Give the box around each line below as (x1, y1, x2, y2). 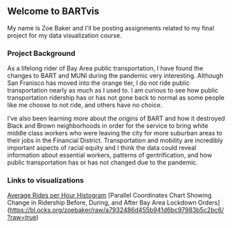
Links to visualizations (7, 175, 84, 185)
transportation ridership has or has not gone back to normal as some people (7, 93, 225, 102)
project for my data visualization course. (7, 31, 123, 39)
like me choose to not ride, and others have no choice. (7, 101, 163, 109)
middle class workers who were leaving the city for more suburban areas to (7, 129, 223, 137)
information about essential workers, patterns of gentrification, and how (7, 151, 213, 160)
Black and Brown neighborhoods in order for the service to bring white (7, 122, 209, 130)
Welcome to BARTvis (7, 6, 100, 17)
